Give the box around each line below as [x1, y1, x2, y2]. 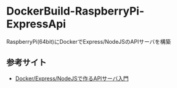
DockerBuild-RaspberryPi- [6, 4, 145, 18]
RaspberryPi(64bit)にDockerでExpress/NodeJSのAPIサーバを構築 [6, 38, 172, 45]
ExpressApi [6, 17, 66, 31]
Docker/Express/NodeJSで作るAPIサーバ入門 [15, 75, 129, 82]
